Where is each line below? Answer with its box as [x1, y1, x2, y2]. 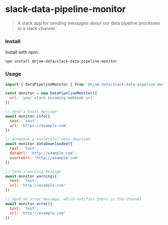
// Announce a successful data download [5, 136, 91, 142]
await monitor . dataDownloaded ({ [5, 141, 72, 146]
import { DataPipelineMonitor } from [5, 81, 84, 87]
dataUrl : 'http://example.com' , [9, 151, 77, 156]
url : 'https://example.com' [9, 123, 68, 128]
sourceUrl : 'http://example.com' [9, 155, 79, 160]
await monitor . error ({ [5, 201, 52, 206]
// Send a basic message [5, 109, 57, 114]
